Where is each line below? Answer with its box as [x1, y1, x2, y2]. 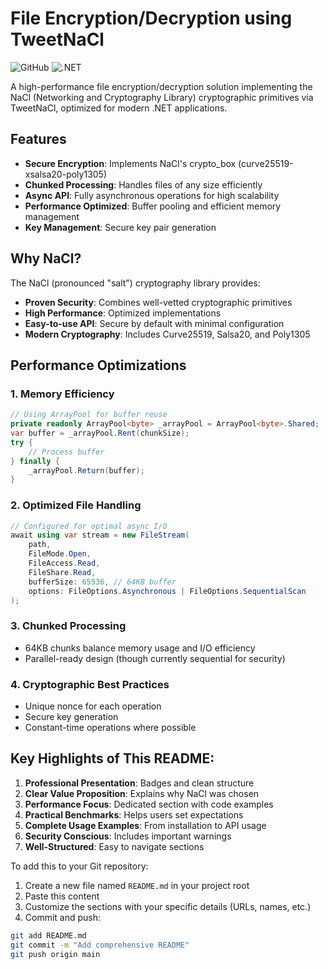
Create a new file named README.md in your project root [24, 879, 250, 891]
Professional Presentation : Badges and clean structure [24, 777, 255, 789]
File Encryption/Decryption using [10, 7, 293, 30]
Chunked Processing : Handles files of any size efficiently [24, 178, 263, 191]
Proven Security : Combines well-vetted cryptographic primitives [24, 296, 293, 308]
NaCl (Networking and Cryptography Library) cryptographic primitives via [10, 91, 314, 103]
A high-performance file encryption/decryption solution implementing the [10, 80, 313, 92]
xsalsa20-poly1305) [24, 168, 108, 180]
